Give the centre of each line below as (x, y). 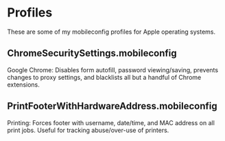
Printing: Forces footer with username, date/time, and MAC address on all (111, 122)
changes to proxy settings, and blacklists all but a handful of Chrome (104, 77)
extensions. (23, 85)
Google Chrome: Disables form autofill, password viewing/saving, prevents (113, 69)
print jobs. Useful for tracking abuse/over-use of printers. (88, 130)
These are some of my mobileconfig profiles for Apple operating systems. (111, 32)
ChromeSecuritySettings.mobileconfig (92, 53)
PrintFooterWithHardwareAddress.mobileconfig (112, 106)
